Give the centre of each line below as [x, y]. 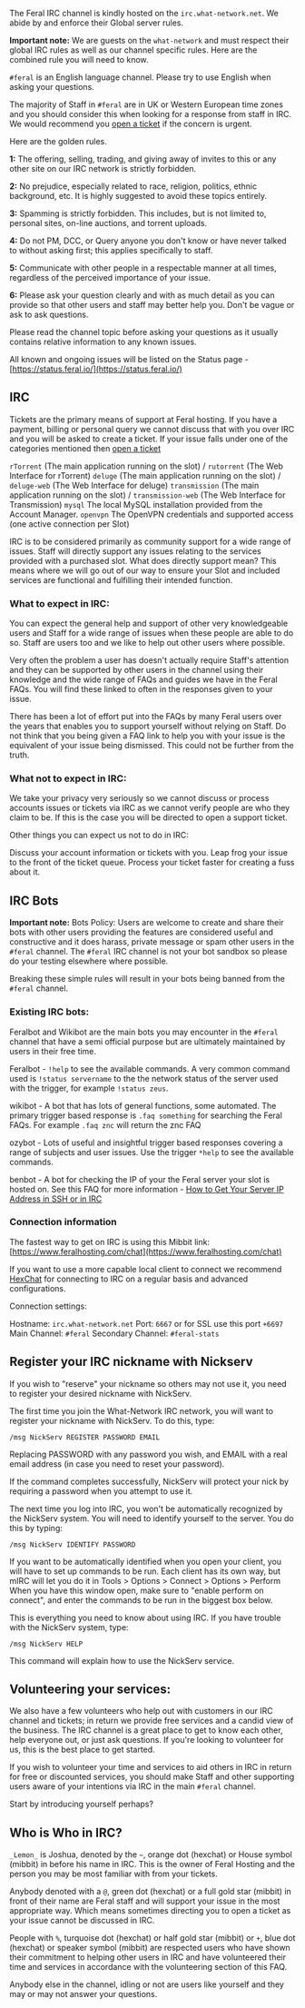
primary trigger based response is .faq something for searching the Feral [146, 1115]
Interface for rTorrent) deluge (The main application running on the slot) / [145, 475]
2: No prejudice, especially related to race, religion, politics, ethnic [133, 186]
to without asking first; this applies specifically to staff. [111, 250]
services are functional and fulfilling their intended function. [121, 579]
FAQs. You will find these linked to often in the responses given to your [142, 689]
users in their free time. [53, 1051]
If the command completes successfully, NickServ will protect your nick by [149, 1481]
